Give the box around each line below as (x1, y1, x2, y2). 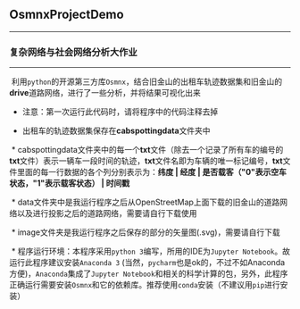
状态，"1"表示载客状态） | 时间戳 (9, 178, 130, 188)
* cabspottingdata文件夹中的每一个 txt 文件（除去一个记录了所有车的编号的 (11, 145, 284, 155)
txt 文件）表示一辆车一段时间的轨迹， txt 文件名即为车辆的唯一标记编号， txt (9, 155, 283, 166)
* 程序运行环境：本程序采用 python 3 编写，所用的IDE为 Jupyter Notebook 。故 (11, 246, 290, 257)
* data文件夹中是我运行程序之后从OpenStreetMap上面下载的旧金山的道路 (11, 196, 280, 208)
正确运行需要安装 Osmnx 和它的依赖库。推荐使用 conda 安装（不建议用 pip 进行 (9, 280, 281, 290)
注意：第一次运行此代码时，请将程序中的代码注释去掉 (21, 106, 219, 117)
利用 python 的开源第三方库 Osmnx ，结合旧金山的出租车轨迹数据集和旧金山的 (11, 76, 283, 88)
